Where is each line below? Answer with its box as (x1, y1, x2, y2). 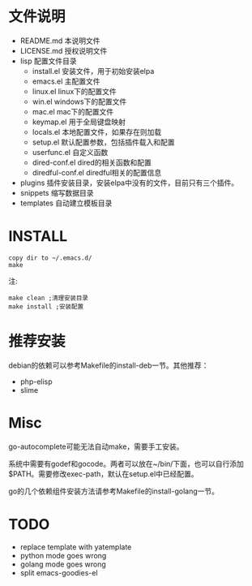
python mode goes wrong (19, 550, 107, 560)
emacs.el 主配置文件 (32, 76, 100, 86)
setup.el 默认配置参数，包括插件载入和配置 (32, 137, 176, 147)
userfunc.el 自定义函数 (32, 147, 109, 157)
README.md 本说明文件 (19, 36, 100, 45)
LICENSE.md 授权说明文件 (19, 45, 108, 55)
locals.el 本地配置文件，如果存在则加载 (32, 127, 162, 136)
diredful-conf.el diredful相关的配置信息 (32, 167, 162, 177)
